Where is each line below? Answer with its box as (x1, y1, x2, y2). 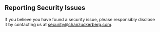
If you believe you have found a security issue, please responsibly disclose (4, 16, 155, 22)
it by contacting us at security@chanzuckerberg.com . (4, 21, 113, 27)
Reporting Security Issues (4, 4, 86, 12)
